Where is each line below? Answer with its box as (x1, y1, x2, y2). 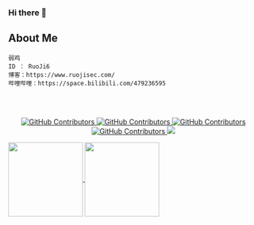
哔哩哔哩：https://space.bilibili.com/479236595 (8, 79, 167, 87)
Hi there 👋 (8, 7, 48, 18)
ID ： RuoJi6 (8, 63, 50, 71)
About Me (8, 32, 58, 45)
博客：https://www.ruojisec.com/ (8, 71, 115, 78)
